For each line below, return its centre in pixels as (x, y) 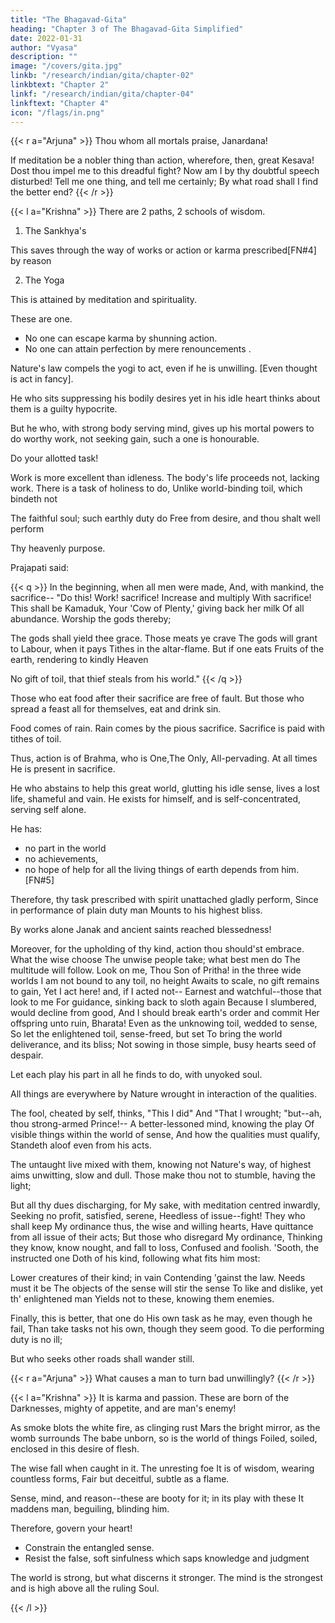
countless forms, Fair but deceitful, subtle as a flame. (120, 1479)
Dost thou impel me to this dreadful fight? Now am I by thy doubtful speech (165, 171)
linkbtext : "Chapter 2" (60, 85)
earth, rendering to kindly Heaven (79, 660)
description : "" (44, 57)
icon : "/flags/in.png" (57, 112)
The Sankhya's (55, 231)
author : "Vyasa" (44, 47)
